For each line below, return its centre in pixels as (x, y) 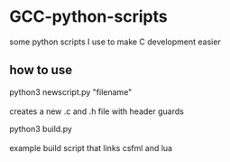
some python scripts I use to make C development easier (115, 42)
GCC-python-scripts (89, 17)
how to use (41, 70)
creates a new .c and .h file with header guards (97, 111)
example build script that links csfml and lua (91, 148)
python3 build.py (41, 129)
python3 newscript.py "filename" (71, 91)
